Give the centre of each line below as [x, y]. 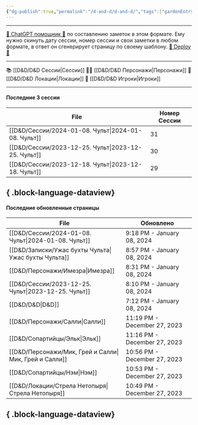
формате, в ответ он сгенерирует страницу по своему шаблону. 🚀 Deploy [99, 46]
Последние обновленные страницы [53, 208]
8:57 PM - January [153, 250]
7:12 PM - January [153, 301]
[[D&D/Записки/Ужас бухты [49, 250]
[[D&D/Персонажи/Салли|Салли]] [57, 322]
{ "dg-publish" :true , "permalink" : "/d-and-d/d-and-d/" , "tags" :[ [84, 12]
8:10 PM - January [153, 284]
